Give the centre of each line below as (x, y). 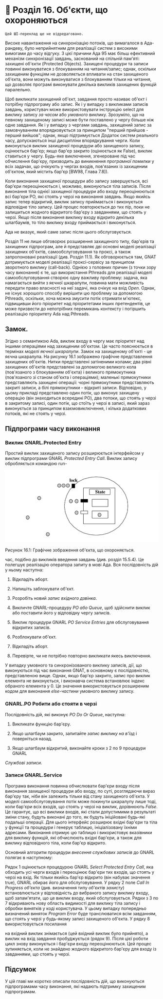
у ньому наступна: (24, 570)
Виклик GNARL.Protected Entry (43, 443)
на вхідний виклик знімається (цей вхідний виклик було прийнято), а (77, 933)
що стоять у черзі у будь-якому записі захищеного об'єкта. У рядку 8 (77, 919)
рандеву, (14, 48)
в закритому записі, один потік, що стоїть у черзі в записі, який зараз (77, 403)
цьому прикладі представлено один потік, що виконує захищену (72, 392)
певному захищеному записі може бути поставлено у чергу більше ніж (80, 119)
